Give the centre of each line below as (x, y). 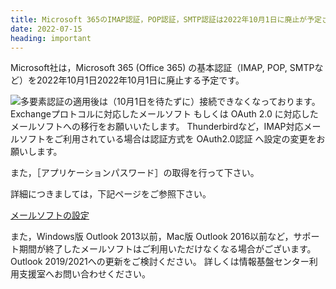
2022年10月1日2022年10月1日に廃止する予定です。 (140, 80)
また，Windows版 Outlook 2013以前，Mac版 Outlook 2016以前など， (152, 237)
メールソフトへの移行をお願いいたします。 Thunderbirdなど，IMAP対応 (157, 127)
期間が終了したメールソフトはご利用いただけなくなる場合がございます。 (167, 249)
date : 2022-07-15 (46, 29)
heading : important (51, 38)
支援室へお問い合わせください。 (84, 274)
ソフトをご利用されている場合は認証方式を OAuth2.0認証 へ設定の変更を (167, 139)
